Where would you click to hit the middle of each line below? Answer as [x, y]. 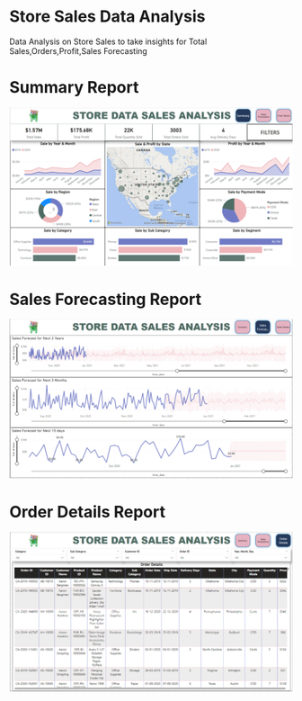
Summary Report [74, 88]
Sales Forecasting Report [106, 299]
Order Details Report [88, 512]
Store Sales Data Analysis [107, 17]
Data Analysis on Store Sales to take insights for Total [108, 41]
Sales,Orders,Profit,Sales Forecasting [79, 50]
